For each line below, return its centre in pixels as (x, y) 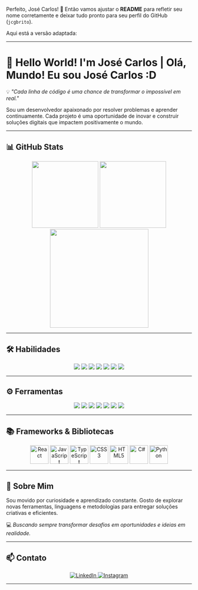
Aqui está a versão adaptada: (42, 33)
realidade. (19, 533)
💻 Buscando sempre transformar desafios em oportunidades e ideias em (96, 525)
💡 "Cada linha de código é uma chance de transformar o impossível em (93, 91)
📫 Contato (27, 558)
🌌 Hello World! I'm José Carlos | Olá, (96, 63)
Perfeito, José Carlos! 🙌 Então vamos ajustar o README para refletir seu (94, 9)
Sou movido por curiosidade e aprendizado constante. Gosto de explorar (95, 500)
